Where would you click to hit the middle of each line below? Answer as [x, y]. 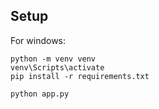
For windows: [38, 40]
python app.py [40, 94]
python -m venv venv [53, 59]
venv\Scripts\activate [57, 67]
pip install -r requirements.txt [80, 76]
